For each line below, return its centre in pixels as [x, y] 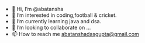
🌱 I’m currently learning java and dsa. [56, 21]
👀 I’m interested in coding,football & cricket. [64, 15]
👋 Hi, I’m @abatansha [37, 9]
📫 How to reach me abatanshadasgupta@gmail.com [75, 34]
